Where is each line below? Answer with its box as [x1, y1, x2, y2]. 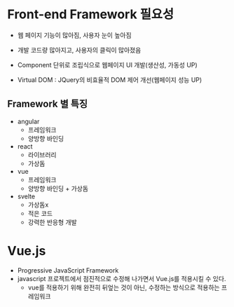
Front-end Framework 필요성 [7, 6, 174, 22]
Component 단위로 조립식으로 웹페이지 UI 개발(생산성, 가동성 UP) [17, 60, 198, 69]
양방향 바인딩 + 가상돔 [27, 184, 89, 193]
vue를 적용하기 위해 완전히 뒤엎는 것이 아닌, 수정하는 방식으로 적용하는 [27, 283, 220, 292]
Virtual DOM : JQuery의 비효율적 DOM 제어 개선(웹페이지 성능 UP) [17, 75, 202, 84]
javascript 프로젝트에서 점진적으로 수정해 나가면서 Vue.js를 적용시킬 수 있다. [17, 274, 226, 282]
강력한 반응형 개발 [27, 218, 77, 226]
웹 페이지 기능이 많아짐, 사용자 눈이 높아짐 [17, 31, 132, 39]
